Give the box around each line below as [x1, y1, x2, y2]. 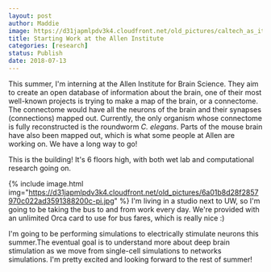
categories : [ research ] [8, 42, 89, 50]
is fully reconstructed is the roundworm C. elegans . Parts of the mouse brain [8, 122, 263, 132]
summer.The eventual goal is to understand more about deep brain [8, 237, 230, 247]
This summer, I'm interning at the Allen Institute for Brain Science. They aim [8, 78, 259, 89]
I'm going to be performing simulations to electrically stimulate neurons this [8, 228, 260, 238]
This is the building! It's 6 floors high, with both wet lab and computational [8, 154, 254, 164]
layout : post [8, 11, 52, 20]
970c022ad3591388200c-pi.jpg [8, 195, 115, 206]
